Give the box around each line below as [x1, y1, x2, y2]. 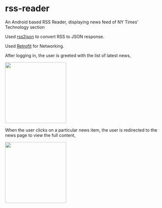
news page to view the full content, [5, 132, 76, 138]
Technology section [5, 24, 45, 30]
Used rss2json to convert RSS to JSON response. [5, 34, 104, 39]
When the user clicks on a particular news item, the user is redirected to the [5, 127, 158, 133]
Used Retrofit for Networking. [5, 43, 64, 49]
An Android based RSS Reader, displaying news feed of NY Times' [5, 19, 139, 25]
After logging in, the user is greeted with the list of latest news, [5, 52, 131, 58]
